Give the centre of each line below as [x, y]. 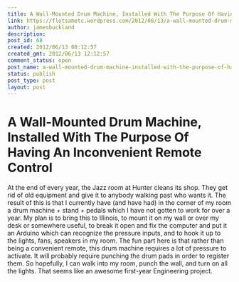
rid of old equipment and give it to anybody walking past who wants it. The [117, 195]
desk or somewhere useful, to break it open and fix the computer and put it [117, 226]
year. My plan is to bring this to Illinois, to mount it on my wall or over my [113, 218]
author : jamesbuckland [41, 27]
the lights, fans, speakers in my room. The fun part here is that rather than [116, 241]
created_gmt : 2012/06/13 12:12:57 [59, 54]
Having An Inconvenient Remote [105, 152]
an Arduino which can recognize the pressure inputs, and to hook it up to [114, 233]
